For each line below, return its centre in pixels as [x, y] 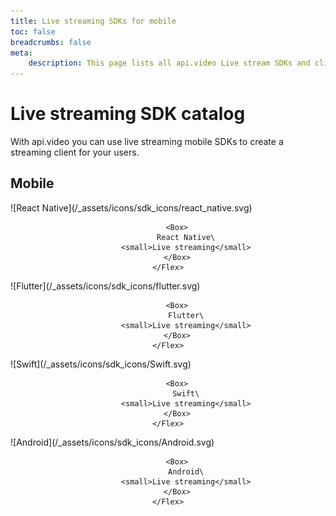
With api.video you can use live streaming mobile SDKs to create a [147, 142]
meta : [21, 53]
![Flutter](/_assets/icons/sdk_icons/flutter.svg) [105, 286]
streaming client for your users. [75, 152]
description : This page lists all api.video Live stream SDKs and [169, 63]
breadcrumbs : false [51, 42]
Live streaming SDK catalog [128, 114]
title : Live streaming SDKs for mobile [93, 21]
